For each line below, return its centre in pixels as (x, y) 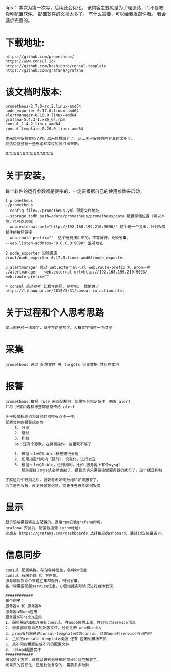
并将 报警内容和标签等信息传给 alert (40, 407)
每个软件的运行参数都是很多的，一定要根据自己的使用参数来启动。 (75, 191)
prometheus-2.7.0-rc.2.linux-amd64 (43, 106)
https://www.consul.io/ (31, 61)
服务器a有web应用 (21, 612)
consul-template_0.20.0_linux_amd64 (44, 129)
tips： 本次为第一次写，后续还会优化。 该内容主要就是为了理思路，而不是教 (84, 7)
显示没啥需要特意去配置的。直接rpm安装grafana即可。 (55, 522)
